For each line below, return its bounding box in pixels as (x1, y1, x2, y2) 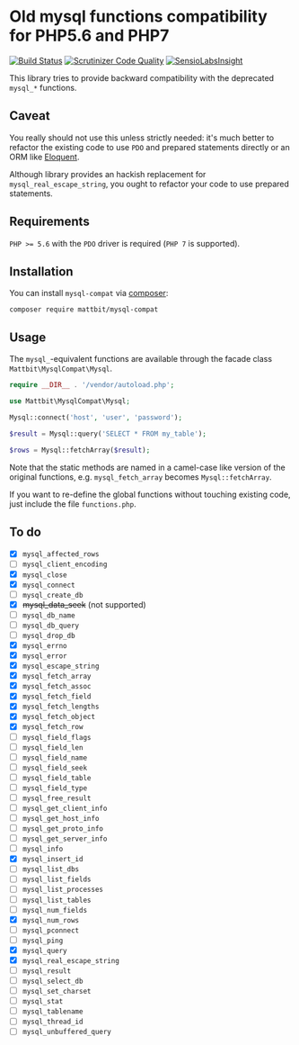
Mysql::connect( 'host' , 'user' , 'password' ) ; (9, 412, 182, 422)
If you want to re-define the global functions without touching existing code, (9, 489, 291, 500)
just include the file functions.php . (9, 498, 136, 509)
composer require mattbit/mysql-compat (9, 305, 159, 314)
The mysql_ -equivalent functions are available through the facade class (9, 354, 272, 365)
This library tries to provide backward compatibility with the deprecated (9, 72, 275, 83)
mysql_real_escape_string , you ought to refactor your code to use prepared (9, 178, 290, 189)
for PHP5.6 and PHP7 (9, 25, 170, 46)
